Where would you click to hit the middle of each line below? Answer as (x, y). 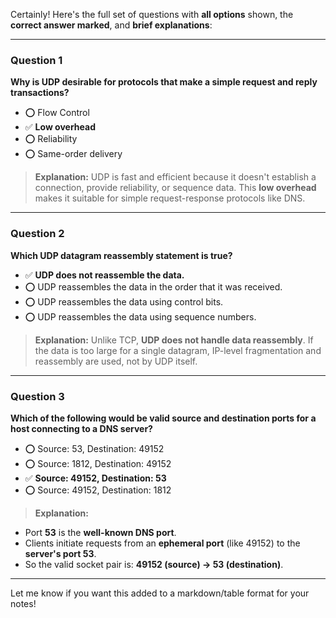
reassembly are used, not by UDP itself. (116, 361)
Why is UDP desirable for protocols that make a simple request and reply (164, 82)
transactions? (40, 93)
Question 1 (36, 60)
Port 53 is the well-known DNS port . (100, 532)
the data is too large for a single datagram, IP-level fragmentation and (178, 350)
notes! (23, 603)
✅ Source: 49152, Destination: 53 (95, 478)
